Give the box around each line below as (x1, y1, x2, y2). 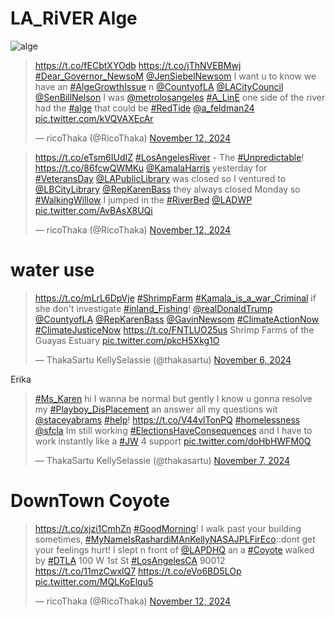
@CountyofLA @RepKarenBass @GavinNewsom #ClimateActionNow (34, 313, 320, 325)
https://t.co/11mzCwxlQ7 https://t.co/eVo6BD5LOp (34, 565, 242, 577)
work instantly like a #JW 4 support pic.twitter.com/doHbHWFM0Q (34, 435, 312, 447)
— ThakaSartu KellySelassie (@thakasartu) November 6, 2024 (34, 353, 292, 366)
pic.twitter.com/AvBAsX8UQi (34, 204, 153, 216)
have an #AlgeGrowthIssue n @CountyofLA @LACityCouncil (34, 80, 284, 92)
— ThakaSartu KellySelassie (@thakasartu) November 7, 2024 (34, 454, 291, 466)
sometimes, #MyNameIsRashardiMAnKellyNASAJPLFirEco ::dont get (34, 533, 316, 545)
